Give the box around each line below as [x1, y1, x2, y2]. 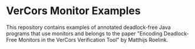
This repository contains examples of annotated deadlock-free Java [6, 24, 171, 31]
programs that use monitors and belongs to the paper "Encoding [6, 30, 163, 37]
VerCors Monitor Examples [6, 4, 141, 18]
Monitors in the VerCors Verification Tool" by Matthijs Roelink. [18, 36, 168, 43]
